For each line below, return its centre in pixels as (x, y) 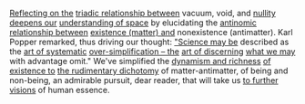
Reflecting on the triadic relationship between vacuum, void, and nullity (142, 13)
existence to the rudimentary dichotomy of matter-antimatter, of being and (149, 71)
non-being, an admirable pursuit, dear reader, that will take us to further (144, 80)
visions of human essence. (60, 90)
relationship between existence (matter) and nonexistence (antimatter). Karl (151, 32)
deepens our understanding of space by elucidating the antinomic (133, 23)
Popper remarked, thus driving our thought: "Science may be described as (149, 42)
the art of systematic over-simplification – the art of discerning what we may (152, 52)
